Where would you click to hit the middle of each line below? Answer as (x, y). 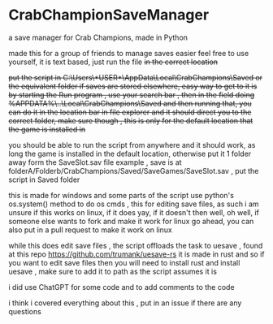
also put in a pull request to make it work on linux (90, 230)
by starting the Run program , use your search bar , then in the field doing (132, 94)
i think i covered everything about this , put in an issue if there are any (125, 303)
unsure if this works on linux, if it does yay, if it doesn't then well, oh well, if (134, 212)
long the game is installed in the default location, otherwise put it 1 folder (130, 153)
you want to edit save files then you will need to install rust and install (124, 262)
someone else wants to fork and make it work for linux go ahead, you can (131, 221)
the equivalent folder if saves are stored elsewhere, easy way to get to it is (133, 86)
